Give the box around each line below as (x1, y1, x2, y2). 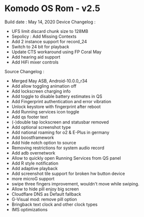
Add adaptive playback (11, 165, 58, 171)
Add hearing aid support (11, 54, 61, 60)
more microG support (11, 175, 55, 182)
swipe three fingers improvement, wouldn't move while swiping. (11, 181, 140, 186)
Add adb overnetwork (11, 150, 55, 155)
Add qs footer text (11, 114, 48, 120)
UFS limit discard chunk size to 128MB (11, 28, 88, 34)
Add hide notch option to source (11, 139, 76, 145)
